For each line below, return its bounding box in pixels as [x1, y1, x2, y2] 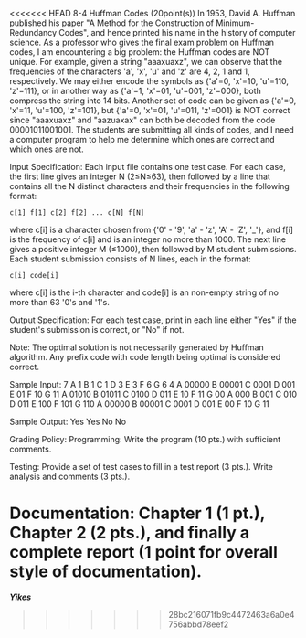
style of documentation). [9, 561, 203, 582]
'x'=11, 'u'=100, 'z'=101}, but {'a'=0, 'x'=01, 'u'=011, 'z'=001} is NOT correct [9, 105, 290, 115]
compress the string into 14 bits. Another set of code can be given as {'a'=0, [9, 95, 297, 106]
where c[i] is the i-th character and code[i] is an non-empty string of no [9, 287, 279, 298]
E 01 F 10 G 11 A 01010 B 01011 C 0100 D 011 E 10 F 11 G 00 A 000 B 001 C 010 [9, 388, 298, 399]
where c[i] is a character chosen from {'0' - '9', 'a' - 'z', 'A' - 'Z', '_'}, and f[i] [9, 224, 294, 235]
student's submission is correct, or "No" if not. [9, 324, 185, 335]
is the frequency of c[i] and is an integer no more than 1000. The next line [9, 234, 286, 245]
